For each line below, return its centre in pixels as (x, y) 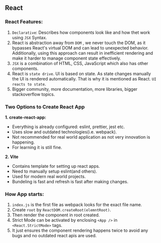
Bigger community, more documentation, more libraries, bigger (75, 89)
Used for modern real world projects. (49, 176)
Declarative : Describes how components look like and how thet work (81, 32)
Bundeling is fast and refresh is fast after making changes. (70, 181)
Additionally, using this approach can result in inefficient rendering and (82, 53)
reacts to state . (29, 84)
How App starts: (25, 194)
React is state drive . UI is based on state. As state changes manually (81, 73)
